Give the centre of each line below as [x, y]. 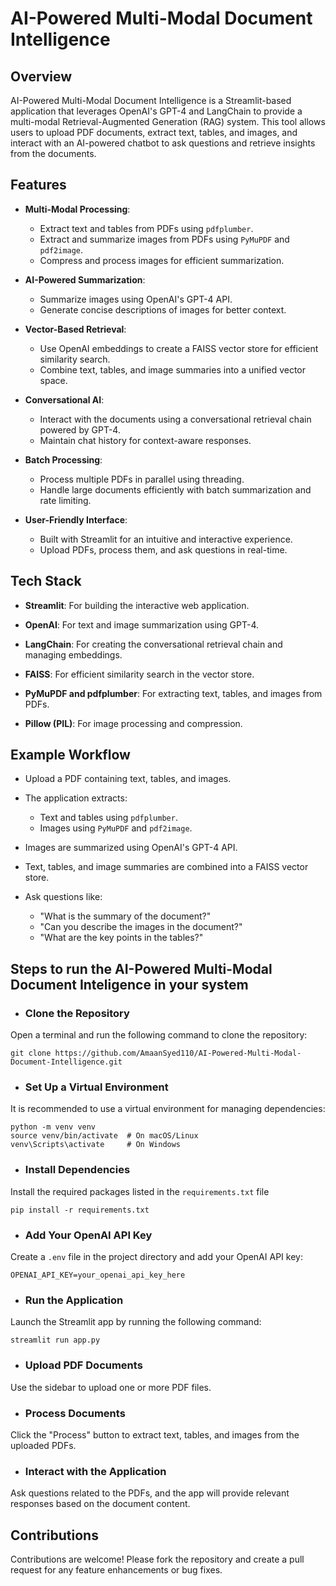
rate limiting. [65, 500]
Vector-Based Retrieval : [75, 329]
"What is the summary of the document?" [125, 916]
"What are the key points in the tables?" [121, 938]
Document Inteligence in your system [129, 984]
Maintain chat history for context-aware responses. [145, 440]
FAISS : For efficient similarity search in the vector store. [139, 674]
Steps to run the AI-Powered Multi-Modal [141, 968]
